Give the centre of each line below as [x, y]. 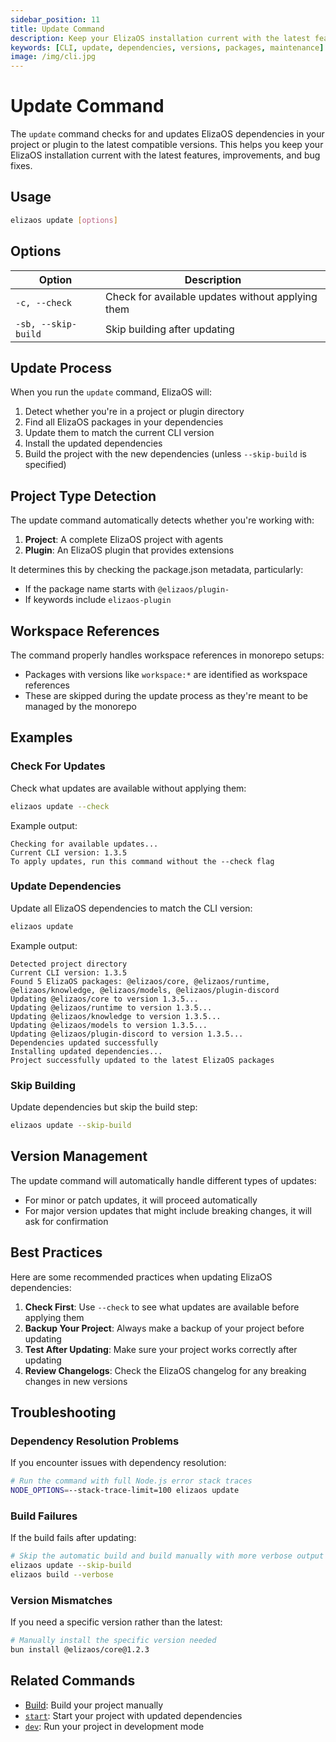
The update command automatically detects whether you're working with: [162, 520]
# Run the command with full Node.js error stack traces [131, 1481]
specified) [45, 465]
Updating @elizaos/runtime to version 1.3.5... [111, 1007]
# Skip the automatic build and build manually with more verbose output [167, 1556]
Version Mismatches [61, 1600]
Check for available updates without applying [211, 296]
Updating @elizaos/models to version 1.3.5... [109, 1025]
